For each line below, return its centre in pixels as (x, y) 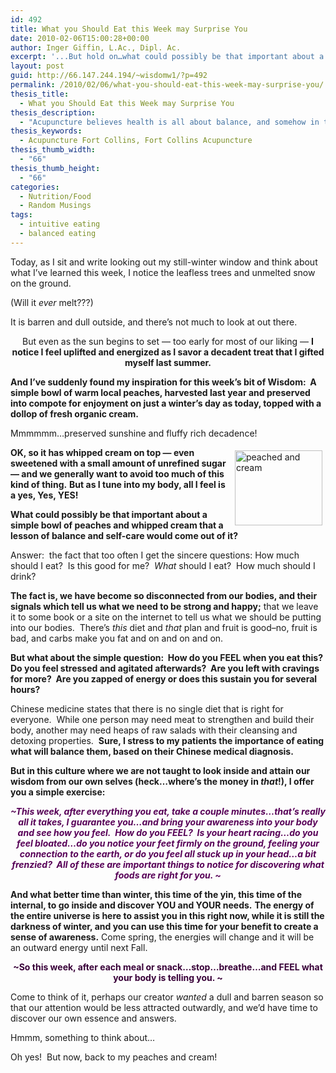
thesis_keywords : (46, 131)
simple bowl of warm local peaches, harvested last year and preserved (160, 392)
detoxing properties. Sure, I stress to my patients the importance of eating (167, 740)
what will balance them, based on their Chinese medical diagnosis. (152, 751)
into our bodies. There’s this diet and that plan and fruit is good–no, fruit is (164, 627)
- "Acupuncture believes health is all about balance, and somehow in (169, 122)
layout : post (37, 66)
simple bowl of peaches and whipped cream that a (117, 525)
